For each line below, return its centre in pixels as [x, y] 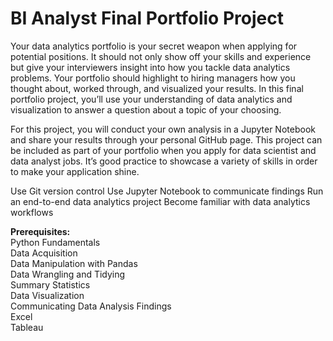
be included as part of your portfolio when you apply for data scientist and [163, 150]
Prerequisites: [40, 231]
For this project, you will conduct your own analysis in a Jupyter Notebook [163, 129]
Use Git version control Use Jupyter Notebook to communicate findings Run [167, 191]
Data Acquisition [44, 253]
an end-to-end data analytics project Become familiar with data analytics [160, 201]
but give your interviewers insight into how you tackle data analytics [150, 67]
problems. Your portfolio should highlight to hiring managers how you [153, 78]
